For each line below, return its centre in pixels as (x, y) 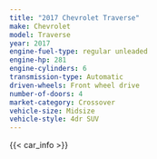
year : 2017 (30, 43)
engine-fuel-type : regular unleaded (78, 52)
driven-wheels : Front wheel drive (75, 85)
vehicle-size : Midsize (52, 111)
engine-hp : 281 (38, 60)
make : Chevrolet (40, 26)
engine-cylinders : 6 (49, 69)
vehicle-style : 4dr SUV (54, 119)
